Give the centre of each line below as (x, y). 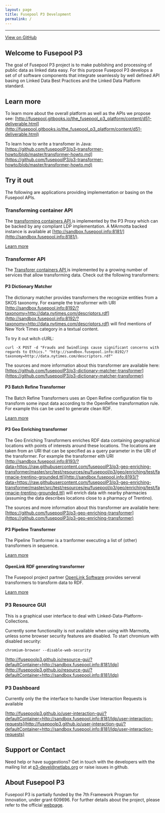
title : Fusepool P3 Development (38, 14)
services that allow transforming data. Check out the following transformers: (82, 275)
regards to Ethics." (26, 352)
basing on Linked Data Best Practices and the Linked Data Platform (73, 81)
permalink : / (18, 19)
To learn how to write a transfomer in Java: (48, 144)
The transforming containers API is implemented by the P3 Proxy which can (82, 221)
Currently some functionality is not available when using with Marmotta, (78, 630)
